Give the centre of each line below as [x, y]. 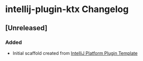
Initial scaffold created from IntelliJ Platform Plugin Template [75, 53]
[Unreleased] [26, 28]
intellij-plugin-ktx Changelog [67, 9]
